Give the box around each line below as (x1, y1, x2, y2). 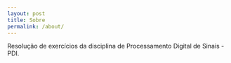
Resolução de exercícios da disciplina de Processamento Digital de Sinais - (7, 42, 225, 51)
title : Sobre (7, 17, 46, 24)
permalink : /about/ (7, 23, 65, 30)
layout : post (7, 10, 46, 17)
